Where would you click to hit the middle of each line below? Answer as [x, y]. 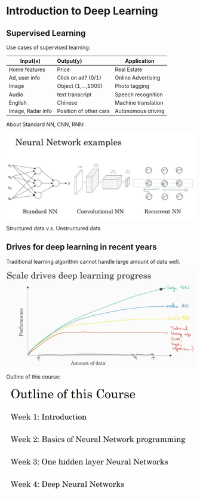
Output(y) [70, 60]
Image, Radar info [30, 111]
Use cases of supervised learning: [48, 47]
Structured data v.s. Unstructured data [53, 228]
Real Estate [129, 69]
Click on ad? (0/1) [79, 78]
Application [140, 60]
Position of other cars [84, 111]
